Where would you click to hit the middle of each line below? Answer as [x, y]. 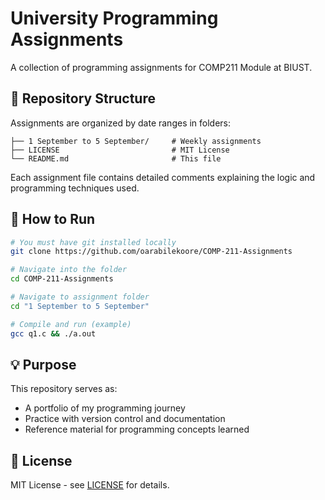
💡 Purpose [43, 364]
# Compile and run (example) [71, 324]
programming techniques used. [75, 188]
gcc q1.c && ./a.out [53, 333]
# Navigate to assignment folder [80, 297]
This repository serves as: [64, 389]
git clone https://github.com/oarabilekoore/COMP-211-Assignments [151, 252]
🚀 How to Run [53, 219]
